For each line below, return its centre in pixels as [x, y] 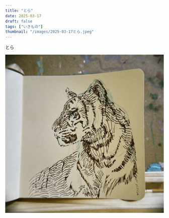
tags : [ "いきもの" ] [24, 27]
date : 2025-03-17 [23, 16]
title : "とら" [19, 11]
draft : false [19, 21]
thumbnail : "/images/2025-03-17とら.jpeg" [50, 32]
